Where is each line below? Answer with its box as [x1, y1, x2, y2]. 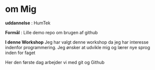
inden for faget [5, 50, 36, 56]
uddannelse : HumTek [5, 20, 51, 26]
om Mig [5, 3, 37, 15]
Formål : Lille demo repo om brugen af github [5, 29, 98, 35]
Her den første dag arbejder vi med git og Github [5, 59, 105, 65]
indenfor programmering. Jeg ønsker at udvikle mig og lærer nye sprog [5, 44, 150, 50]
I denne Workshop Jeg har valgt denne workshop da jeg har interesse [5, 39, 149, 45]
